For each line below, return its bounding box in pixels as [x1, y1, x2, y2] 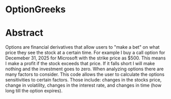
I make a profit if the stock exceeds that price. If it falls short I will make [5, 61, 155, 67]
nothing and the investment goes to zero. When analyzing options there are [5, 66, 164, 72]
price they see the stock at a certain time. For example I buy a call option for [5, 50, 165, 56]
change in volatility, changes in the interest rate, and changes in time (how [5, 82, 162, 88]
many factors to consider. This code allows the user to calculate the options [5, 71, 165, 77]
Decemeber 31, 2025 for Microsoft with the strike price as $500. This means [5, 55, 166, 61]
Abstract [5, 27, 43, 39]
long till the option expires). [5, 88, 63, 94]
